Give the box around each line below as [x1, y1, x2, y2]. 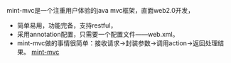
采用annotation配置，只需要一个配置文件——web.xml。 [16, 30, 179, 38]
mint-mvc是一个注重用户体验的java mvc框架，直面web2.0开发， [6, 6, 195, 14]
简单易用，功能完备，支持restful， [16, 21, 117, 30]
